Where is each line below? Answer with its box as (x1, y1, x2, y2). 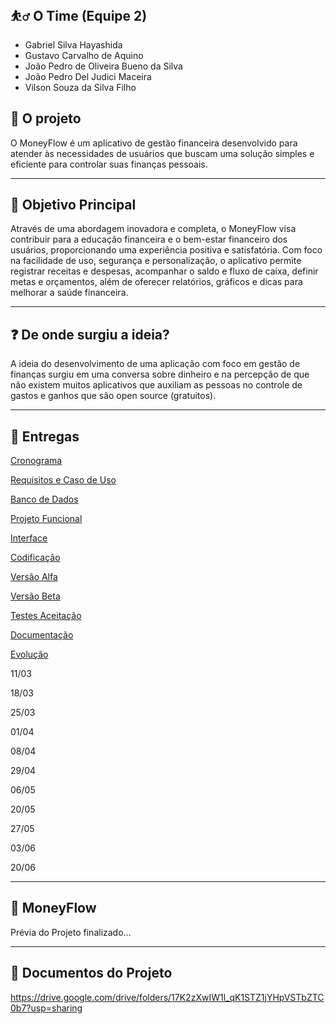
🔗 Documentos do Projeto (10, 965, 173, 982)
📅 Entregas (10, 428, 80, 445)
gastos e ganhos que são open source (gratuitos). (10, 390, 217, 402)
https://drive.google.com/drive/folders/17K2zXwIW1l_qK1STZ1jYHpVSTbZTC (10, 991, 325, 1003)
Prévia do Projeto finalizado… (10, 926, 132, 938)
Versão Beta (10, 590, 61, 602)
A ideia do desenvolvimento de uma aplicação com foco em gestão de (10, 358, 301, 370)
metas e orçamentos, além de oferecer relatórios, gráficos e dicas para (10, 276, 303, 288)
